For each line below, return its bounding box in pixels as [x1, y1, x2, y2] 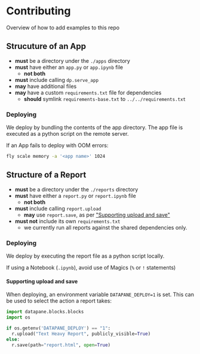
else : [6, 336, 20, 342]
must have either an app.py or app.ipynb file [14, 63, 124, 71]
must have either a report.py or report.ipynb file [14, 192, 136, 199]
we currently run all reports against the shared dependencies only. [23, 224, 187, 231]
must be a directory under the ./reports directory [14, 185, 139, 193]
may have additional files [14, 83, 77, 90]
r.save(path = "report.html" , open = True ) [11, 342, 111, 348]
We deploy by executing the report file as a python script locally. [6, 252, 165, 260]
